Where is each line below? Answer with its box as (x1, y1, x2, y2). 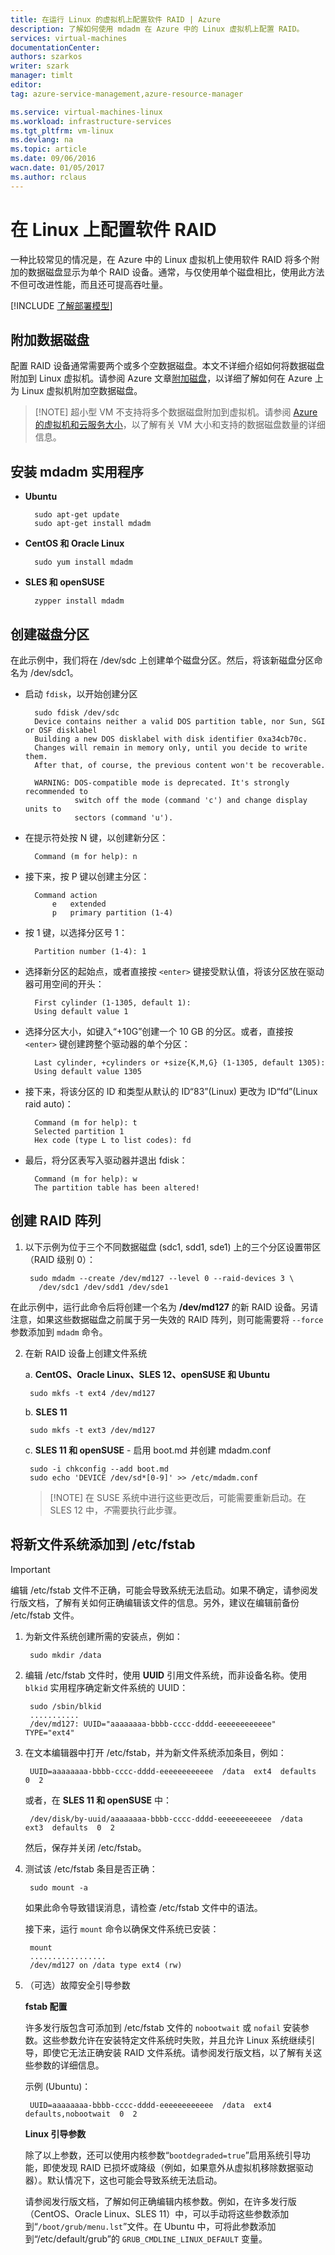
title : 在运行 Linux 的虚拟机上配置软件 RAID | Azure (10, 14, 221, 25)
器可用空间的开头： (24, 978, 105, 990)
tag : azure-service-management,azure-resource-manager (10, 89, 244, 99)
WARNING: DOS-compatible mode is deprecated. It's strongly (34, 778, 290, 788)
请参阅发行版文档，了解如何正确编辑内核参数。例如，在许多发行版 (24, 2195, 297, 2207)
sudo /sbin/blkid (29, 1701, 102, 1711)
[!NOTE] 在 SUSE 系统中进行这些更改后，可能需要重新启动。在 (49, 1491, 307, 1503)
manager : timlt (10, 71, 74, 81)
